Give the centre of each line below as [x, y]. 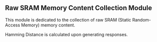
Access [13, 25]
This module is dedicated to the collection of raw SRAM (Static [68, 20]
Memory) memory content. [48, 25]
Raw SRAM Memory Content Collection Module [79, 8]
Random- [141, 20]
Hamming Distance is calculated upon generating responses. [67, 34]
